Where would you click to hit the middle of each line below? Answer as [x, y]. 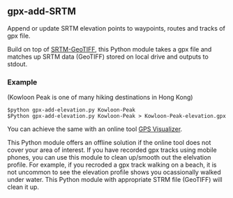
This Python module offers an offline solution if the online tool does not [109, 143]
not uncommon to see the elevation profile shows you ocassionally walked [114, 172]
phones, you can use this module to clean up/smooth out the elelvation [109, 158]
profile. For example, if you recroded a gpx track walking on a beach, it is [112, 165]
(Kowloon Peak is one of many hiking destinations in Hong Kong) [100, 98]
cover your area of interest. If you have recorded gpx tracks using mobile [112, 150]
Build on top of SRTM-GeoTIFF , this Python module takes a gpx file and [110, 49]
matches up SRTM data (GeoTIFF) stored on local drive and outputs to [108, 56]
